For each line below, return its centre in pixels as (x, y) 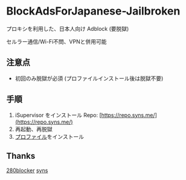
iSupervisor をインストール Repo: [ (58, 115)
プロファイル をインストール (50, 136)
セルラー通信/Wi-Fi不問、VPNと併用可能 (56, 41)
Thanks (21, 156)
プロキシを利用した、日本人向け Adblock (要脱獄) (68, 28)
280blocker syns (27, 170)
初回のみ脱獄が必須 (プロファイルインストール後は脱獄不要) (89, 78)
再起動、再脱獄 (34, 129)
